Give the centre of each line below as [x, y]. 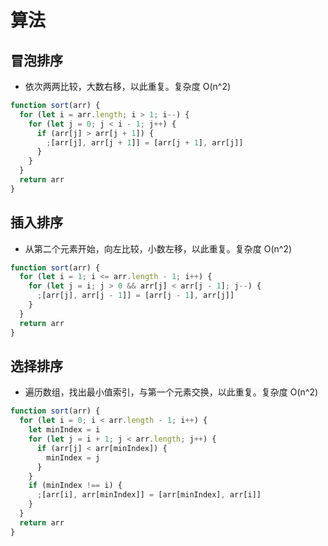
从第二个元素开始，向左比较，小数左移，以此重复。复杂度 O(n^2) [158, 248]
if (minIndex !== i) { [75, 486]
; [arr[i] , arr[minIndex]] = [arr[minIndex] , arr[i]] [149, 495]
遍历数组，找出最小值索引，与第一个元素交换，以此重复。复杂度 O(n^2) [171, 392]
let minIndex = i [64, 430]
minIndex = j [73, 457]
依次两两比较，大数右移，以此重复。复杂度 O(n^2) [128, 86]
